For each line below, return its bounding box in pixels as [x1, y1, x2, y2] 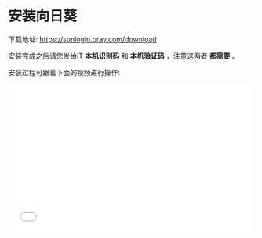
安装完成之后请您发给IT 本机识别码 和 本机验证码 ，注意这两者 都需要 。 [8, 51, 239, 60]
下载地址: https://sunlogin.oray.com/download [8, 34, 157, 44]
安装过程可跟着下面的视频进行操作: [8, 67, 121, 77]
